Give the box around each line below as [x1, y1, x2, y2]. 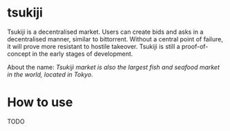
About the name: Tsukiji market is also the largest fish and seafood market [7, 63, 220, 71]
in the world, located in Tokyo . [7, 70, 93, 79]
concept [7, 50, 31, 58]
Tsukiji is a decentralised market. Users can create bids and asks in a [7, 28, 204, 36]
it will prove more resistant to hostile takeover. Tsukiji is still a [7, 42, 181, 50]
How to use [7, 94, 73, 110]
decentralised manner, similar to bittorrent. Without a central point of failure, [7, 34, 223, 43]
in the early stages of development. [32, 50, 133, 58]
